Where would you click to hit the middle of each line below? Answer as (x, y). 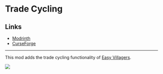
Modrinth (21, 38)
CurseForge (24, 44)
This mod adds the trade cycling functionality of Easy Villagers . (68, 57)
